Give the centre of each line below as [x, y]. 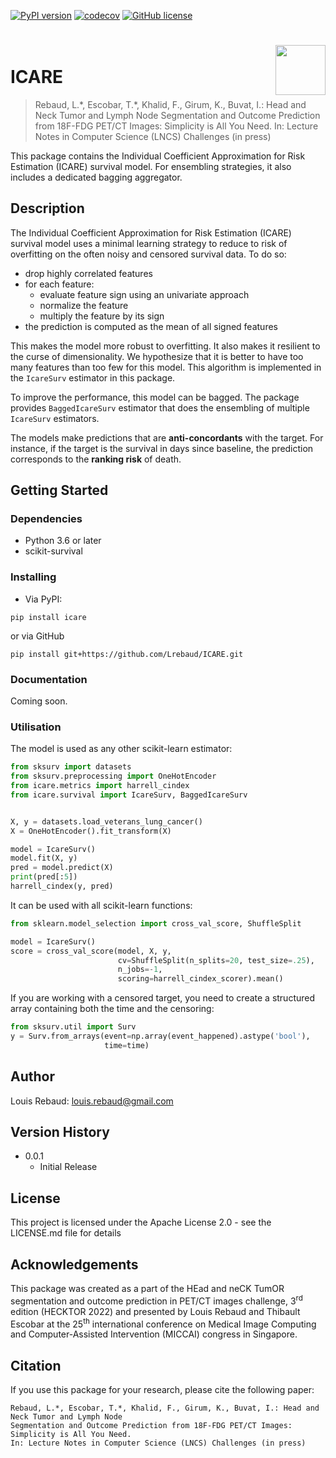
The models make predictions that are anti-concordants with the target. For [167, 437]
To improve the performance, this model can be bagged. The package [155, 397]
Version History [60, 1132]
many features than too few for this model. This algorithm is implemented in [166, 367]
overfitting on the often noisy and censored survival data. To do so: [148, 254]
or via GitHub [37, 636]
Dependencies [46, 519]
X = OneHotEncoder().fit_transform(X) [91, 831]
